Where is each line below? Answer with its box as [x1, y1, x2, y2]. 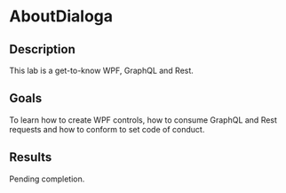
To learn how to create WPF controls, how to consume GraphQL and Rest [9, 114, 278, 125]
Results [9, 149, 52, 165]
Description [9, 42, 75, 57]
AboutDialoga [9, 6, 114, 27]
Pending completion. [9, 173, 85, 184]
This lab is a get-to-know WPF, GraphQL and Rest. [9, 65, 194, 76]
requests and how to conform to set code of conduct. [9, 124, 205, 134]
